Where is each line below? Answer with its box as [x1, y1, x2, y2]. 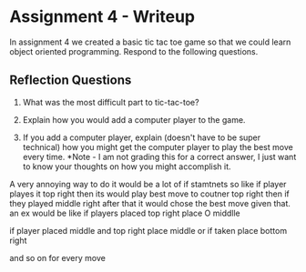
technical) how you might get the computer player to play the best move [22, 141, 293, 152]
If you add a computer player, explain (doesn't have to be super [22, 132, 261, 143]
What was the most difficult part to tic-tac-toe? [22, 96, 199, 107]
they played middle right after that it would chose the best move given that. [9, 197, 291, 208]
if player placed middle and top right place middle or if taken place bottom [9, 225, 288, 236]
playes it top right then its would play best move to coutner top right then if [9, 188, 290, 199]
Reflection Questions [9, 73, 132, 88]
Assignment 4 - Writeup [9, 6, 196, 27]
